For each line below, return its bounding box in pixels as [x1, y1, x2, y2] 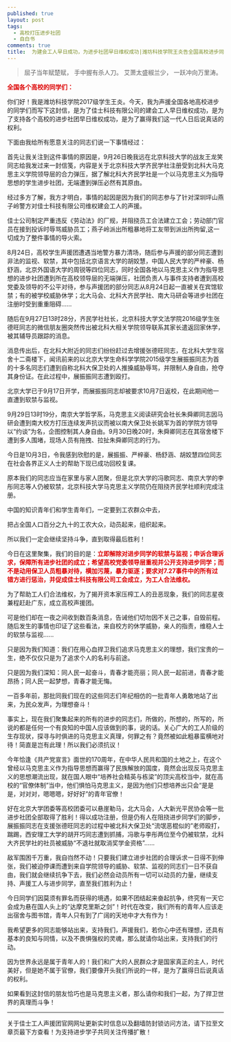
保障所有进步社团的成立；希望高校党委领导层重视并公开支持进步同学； [19, 558, 218, 566]
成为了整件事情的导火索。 [12, 233, 86, 242]
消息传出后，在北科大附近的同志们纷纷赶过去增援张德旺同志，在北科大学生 [7, 346, 218, 355]
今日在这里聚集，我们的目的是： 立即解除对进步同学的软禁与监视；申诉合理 [7, 549, 218, 558]
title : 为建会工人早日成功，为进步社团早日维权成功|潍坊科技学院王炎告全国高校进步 [7, 49, 219, 56]
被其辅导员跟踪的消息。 [7, 331, 74, 340]
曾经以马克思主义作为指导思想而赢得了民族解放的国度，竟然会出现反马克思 [7, 764, 218, 772]
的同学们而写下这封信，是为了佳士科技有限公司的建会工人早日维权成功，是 [7, 106, 218, 114]
